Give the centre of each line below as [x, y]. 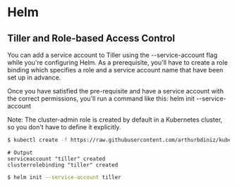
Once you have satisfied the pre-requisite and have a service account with [116, 91]
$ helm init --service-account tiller [64, 177]
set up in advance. [34, 77]
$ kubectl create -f [38, 140]
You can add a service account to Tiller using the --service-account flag [112, 55]
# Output [20, 153]
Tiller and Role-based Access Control [91, 38]
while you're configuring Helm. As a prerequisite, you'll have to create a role [117, 63]
